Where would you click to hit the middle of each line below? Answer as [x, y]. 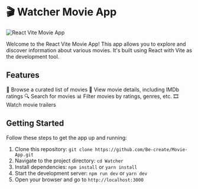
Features [23, 75]
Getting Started [35, 124]
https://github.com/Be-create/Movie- [141, 149]
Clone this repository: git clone [53, 149]
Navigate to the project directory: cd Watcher [69, 161]
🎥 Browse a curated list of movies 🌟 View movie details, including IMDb [92, 89]
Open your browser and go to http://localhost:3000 [79, 180]
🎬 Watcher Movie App [61, 12]
